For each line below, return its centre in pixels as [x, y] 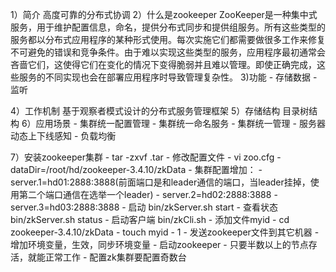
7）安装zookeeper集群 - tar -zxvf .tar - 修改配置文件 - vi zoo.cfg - [146, 157]
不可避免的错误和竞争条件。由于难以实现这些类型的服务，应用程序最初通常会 [168, 52]
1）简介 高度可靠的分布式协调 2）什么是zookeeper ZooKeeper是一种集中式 [164, 14]
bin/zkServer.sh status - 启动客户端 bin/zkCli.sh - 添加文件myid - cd [150, 219]
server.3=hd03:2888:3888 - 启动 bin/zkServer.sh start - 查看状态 [144, 207]
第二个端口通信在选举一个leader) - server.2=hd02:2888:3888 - [148, 194]
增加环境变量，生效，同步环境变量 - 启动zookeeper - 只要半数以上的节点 [159, 244]
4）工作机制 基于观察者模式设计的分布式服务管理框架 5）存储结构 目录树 [160, 111]
